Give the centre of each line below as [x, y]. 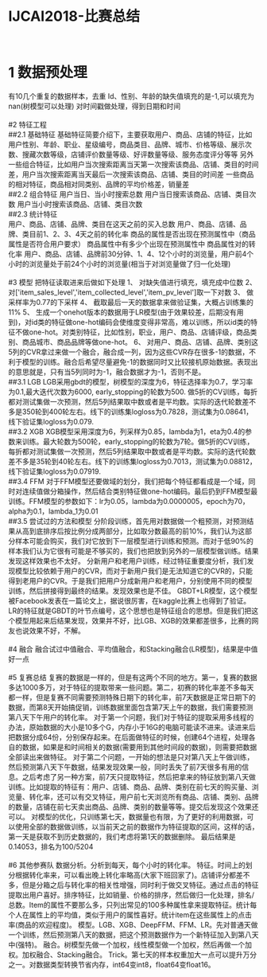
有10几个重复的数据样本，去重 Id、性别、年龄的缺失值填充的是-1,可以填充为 [131, 96]
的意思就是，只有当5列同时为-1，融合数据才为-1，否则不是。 [107, 372]
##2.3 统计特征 [33, 214]
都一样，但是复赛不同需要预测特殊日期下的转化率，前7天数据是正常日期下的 [132, 698]
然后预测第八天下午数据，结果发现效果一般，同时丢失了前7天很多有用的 [125, 767]
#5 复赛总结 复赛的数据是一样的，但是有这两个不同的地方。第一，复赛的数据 [133, 678]
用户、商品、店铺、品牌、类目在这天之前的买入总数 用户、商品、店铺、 [124, 225]
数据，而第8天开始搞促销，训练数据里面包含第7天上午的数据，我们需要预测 [131, 707]
